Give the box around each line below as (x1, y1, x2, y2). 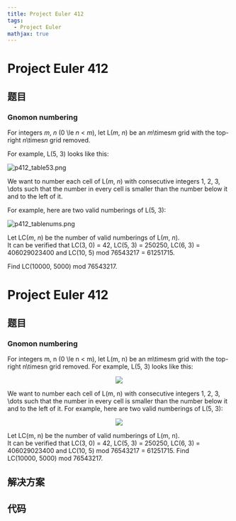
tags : (7, 17, 23, 24)
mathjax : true (7, 30, 50, 38)
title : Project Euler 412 (7, 10, 84, 18)
